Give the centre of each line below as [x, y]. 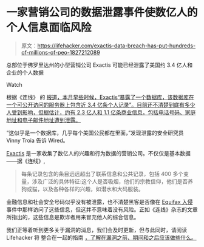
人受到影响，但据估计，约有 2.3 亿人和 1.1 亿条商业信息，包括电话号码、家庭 [101, 112]
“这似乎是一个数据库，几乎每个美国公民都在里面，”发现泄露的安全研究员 [95, 133]
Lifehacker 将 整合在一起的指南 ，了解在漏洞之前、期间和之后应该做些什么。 [101, 237]
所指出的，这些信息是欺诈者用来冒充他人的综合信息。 [73, 217]
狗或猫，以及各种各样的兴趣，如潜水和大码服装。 [82, 189]
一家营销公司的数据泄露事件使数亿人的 [102, 12]
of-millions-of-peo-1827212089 [60, 52]
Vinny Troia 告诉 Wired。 [37, 140]
